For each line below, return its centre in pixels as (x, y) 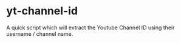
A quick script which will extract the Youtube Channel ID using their (90, 27)
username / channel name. (40, 33)
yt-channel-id (42, 11)
